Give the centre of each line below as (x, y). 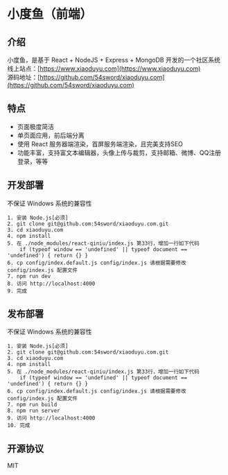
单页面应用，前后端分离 (51, 135)
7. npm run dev (29, 276)
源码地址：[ (24, 77)
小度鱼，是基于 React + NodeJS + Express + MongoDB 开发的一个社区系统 (114, 60)
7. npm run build (32, 405)
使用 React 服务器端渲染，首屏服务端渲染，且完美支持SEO (100, 144)
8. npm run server (34, 411)
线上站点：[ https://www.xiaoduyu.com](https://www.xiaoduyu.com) (104, 69)
